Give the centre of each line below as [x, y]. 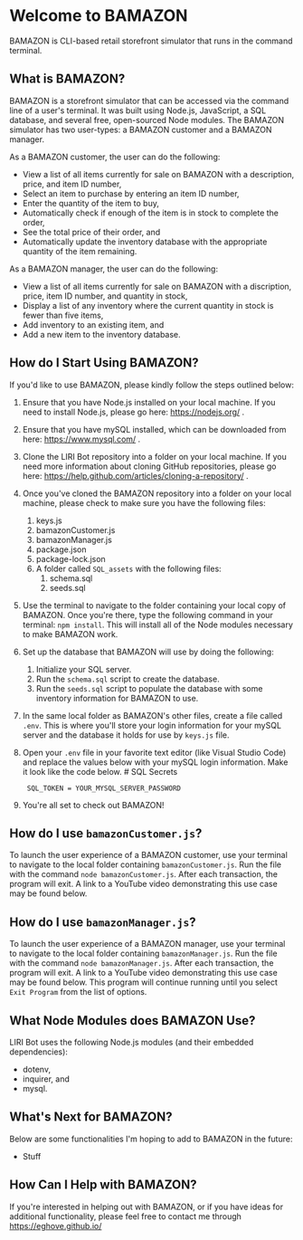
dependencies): [38, 1052]
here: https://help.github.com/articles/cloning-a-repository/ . [135, 475]
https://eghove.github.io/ [56, 1226]
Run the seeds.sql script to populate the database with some [149, 688]
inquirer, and [46, 1079]
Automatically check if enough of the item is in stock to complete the [150, 213]
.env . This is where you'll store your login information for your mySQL [152, 725]
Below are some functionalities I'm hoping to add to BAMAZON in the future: [151, 1139]
